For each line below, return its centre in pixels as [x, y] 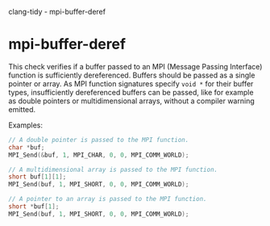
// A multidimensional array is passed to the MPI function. [113, 169]
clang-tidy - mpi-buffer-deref [57, 12]
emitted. [22, 109]
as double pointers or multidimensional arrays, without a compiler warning [132, 101]
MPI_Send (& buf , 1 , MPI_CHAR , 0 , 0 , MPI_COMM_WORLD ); [99, 155]
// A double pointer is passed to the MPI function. [99, 140]
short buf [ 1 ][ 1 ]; [37, 177]
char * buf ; [27, 147]
